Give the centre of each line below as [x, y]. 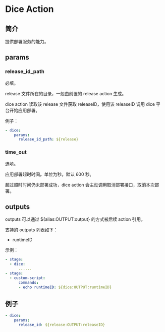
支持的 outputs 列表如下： [31, 230]
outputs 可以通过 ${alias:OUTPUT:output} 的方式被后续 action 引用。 [75, 219]
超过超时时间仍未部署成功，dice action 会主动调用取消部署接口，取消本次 [80, 185]
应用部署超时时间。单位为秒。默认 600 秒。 [50, 174]
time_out [16, 152]
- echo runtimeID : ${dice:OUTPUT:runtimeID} [65, 287]
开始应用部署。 [25, 110]
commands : [28, 282]
